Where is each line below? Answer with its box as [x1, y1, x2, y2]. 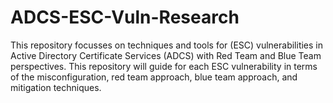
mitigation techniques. [10, 81, 102, 93]
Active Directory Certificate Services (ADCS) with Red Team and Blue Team [10, 49, 322, 61]
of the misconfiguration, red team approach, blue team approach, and [10, 71, 298, 83]
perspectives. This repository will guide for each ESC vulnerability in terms [10, 60, 318, 72]
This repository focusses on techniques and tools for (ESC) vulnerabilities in [10, 39, 324, 51]
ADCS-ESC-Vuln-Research [10, 6, 240, 29]
